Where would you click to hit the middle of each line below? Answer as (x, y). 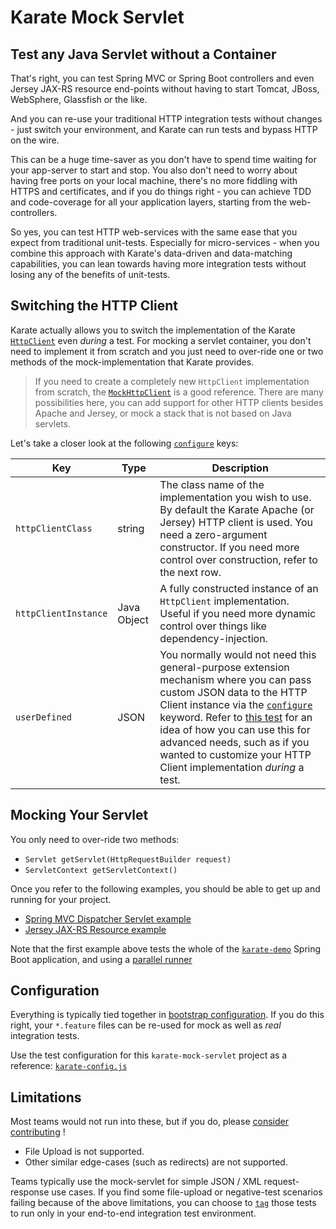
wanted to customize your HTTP (235, 754)
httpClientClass (54, 528)
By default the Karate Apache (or (237, 509)
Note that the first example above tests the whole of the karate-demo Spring (166, 948)
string (131, 528)
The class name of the (212, 484)
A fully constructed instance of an (239, 588)
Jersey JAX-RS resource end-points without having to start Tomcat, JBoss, (165, 89)
